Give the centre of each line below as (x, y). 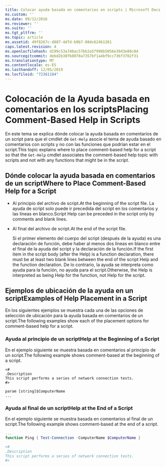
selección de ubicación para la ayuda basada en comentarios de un (74, 316)
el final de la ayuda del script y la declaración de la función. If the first (83, 249)
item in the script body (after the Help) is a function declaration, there (83, 254)
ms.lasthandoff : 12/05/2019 (34, 70)
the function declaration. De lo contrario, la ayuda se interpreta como (83, 265)
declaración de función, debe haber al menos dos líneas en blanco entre (86, 243)
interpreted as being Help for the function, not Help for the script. (79, 275)
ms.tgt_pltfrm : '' (24, 33)
